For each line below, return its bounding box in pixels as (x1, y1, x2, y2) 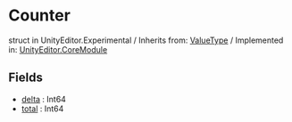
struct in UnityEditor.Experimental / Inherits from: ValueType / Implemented (8, 35, 284, 45)
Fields (8, 70, 44, 85)
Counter (8, 5, 71, 26)
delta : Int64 (21, 94, 66, 104)
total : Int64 (21, 103, 64, 114)
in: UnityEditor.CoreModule (8, 44, 108, 54)
